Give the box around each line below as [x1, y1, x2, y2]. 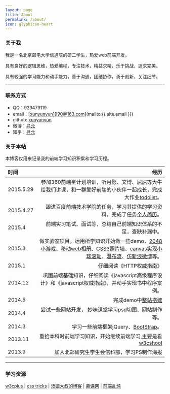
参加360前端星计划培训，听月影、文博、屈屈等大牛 [40, 179, 162, 186]
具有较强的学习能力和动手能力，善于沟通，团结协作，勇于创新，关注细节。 [5, 73, 160, 79]
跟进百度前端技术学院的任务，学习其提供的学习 [45, 204, 157, 211]
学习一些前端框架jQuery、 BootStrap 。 [71, 323, 162, 331]
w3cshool [139, 340, 162, 347]
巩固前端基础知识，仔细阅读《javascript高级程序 [42, 272, 157, 279]
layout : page [5, 7, 33, 13]
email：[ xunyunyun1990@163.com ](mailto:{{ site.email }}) [12, 111, 134, 117]
